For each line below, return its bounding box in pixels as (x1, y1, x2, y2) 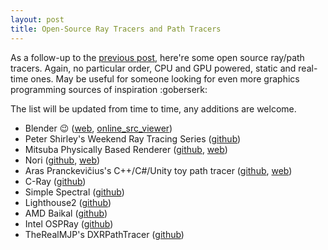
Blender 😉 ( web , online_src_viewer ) (24, 122, 173, 134)
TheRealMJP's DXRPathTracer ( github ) (24, 228, 185, 240)
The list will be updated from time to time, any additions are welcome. (10, 102, 297, 115)
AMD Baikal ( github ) (24, 207, 108, 219)
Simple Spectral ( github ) (24, 186, 125, 198)
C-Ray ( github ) (24, 175, 87, 187)
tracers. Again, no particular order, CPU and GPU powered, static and (10, 62, 297, 74)
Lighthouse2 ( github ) (24, 196, 112, 208)
